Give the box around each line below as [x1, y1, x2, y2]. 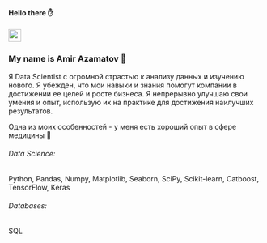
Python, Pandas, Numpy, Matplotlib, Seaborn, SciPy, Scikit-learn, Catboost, [8, 173, 260, 183]
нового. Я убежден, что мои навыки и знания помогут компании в [8, 80, 237, 90]
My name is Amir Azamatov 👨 [8, 53, 127, 65]
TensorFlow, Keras [8, 182, 70, 192]
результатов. [8, 106, 53, 116]
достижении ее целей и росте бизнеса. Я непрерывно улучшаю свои [8, 88, 248, 98]
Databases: [8, 201, 47, 211]
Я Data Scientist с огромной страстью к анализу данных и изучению [8, 71, 244, 81]
